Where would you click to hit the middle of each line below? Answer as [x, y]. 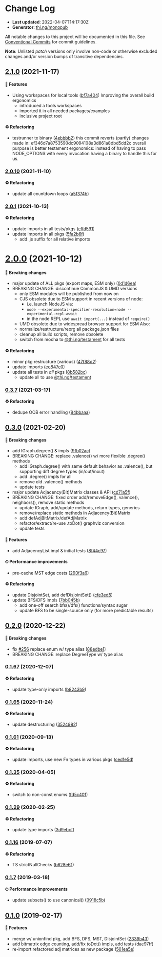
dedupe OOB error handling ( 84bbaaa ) [51, 412]
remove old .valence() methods [51, 482]
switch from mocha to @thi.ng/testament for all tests [72, 339]
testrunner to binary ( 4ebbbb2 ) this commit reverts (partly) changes [81, 138]
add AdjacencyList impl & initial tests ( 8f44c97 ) [60, 550]
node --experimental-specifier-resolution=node [76, 310]
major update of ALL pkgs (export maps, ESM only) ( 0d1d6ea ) [74, 283]
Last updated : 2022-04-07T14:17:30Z [50, 22]
